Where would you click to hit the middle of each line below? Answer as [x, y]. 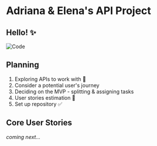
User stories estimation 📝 [45, 97]
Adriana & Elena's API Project [78, 11]
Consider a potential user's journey [57, 85]
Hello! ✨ [21, 33]
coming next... [23, 137]
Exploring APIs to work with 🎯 [50, 79]
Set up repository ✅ [38, 104]
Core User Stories [39, 123]
